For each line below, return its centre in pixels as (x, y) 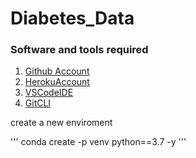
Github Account (57, 71)
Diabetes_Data (72, 18)
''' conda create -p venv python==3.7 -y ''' (98, 142)
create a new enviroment (61, 123)
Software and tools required (79, 50)
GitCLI (38, 103)
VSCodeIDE (49, 93)
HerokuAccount (57, 82)
